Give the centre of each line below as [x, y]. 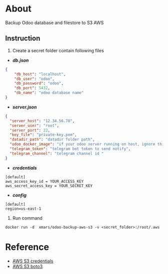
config [19, 195]
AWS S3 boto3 [27, 266]
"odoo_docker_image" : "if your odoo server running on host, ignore [82, 144]
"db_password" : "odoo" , [39, 83]
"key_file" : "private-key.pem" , [43, 135]
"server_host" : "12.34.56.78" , [42, 121]
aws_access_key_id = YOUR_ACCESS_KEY [44, 181]
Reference [27, 247]
